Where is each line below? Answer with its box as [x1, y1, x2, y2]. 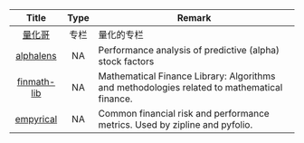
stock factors [98, 55, 155, 67]
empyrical [14, 113, 58, 125]
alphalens [14, 50, 57, 62]
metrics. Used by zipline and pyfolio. [98, 119, 253, 130]
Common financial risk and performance [98, 108, 270, 119]
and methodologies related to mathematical [98, 81, 283, 93]
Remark [176, 12, 212, 24]
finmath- [16, 76, 56, 88]
